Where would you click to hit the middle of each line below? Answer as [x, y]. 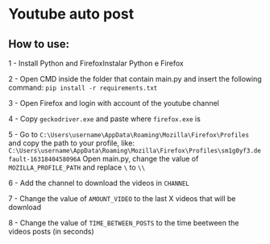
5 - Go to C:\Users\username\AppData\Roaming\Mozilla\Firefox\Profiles [129, 135]
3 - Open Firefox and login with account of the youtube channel [114, 103]
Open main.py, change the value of [141, 159]
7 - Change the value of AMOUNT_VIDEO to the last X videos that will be [122, 198]
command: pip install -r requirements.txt [83, 87]
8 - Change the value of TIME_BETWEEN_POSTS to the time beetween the [124, 223]
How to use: [39, 44]
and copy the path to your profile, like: [72, 143]
